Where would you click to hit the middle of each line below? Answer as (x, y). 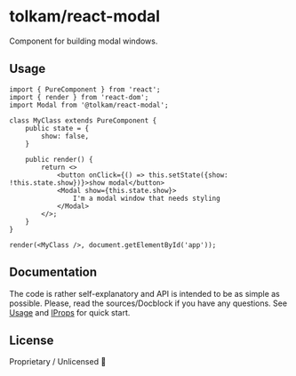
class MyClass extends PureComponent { (83, 120)
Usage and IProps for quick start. (70, 312)
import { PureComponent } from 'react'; (85, 89)
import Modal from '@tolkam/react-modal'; (89, 105)
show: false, (65, 136)
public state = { (57, 128)
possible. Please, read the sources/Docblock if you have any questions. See (148, 303)
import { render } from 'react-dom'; (79, 97)
